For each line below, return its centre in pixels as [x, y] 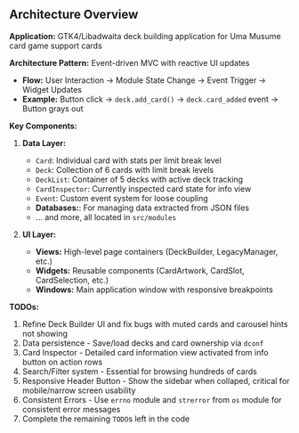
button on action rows [62, 362]
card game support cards [56, 45]
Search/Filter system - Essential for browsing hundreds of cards [140, 371]
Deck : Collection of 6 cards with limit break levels [125, 169]
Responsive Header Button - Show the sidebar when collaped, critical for [156, 380]
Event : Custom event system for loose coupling [122, 198]
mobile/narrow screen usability [79, 390]
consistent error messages [71, 409]
